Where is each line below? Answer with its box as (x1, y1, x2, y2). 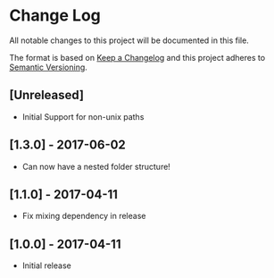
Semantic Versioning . (9, 62, 87, 72)
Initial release (21, 260, 71, 271)
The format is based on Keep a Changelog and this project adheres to (9, 52, 266, 63)
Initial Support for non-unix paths (21, 111, 145, 122)
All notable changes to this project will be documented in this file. (9, 35, 250, 46)
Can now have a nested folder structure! (21, 161, 171, 172)
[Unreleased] (9, 88, 85, 103)
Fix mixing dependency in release (21, 211, 146, 222)
